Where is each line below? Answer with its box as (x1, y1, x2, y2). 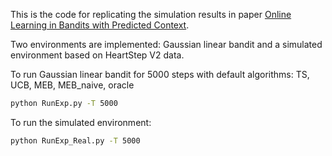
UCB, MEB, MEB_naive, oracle (10, 79, 135, 91)
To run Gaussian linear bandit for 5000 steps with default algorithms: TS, (10, 69, 310, 80)
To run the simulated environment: (10, 116, 152, 128)
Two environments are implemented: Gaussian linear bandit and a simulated (10, 39, 323, 50)
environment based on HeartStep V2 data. (10, 49, 185, 61)
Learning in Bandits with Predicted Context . (10, 19, 190, 31)
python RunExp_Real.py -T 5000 (10, 135, 141, 146)
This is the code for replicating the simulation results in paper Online (10, 9, 292, 20)
